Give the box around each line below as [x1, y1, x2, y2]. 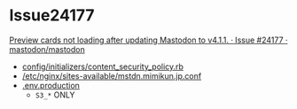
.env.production [21, 80, 80, 90]
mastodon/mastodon [9, 43, 86, 54]
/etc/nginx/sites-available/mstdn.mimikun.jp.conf [21, 70, 202, 81]
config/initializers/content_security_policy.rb [21, 61, 184, 72]
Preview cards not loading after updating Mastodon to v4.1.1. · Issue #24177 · [9, 35, 288, 45]
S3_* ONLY [35, 90, 75, 100]
